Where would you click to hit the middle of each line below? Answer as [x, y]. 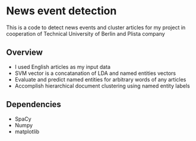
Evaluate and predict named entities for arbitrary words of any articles [100, 79]
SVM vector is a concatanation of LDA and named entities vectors [95, 73]
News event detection [61, 11]
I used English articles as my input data [63, 67]
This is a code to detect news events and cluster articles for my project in [96, 27]
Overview [25, 53]
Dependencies [34, 104]
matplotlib [27, 131]
